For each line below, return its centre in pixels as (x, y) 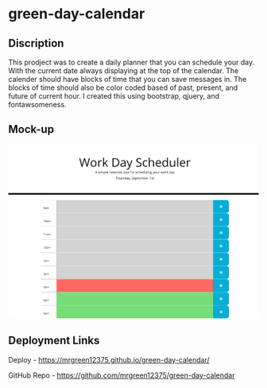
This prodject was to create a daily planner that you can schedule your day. (132, 62)
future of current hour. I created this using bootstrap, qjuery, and (114, 96)
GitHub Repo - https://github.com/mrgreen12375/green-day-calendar (122, 375)
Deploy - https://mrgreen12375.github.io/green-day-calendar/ (109, 359)
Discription (36, 43)
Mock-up (31, 129)
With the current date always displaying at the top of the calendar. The (124, 71)
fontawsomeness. (37, 105)
